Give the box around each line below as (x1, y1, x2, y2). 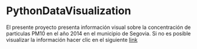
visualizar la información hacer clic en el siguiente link (6, 36, 138, 43)
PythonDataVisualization (6, 4, 131, 18)
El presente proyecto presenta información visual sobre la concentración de (6, 24, 191, 31)
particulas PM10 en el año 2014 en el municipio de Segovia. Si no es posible (6, 30, 191, 37)
